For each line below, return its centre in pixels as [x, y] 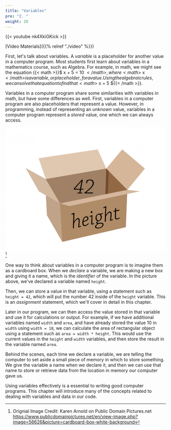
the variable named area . [31, 345]
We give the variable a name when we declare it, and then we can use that [83, 365]
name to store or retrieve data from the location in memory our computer [81, 370]
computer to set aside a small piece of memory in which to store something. [85, 360]
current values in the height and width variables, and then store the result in [85, 339]
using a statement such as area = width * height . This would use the [78, 334]
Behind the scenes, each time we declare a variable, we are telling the [79, 354]
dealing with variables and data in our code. [51, 396]
